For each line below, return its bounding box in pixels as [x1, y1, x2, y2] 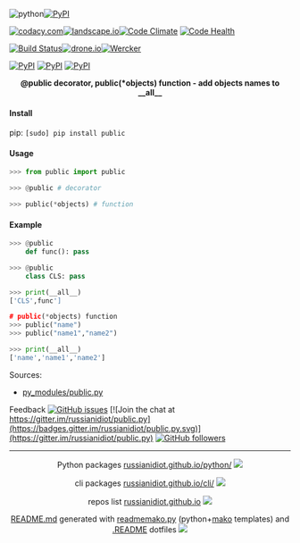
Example [9, 219, 43, 230]
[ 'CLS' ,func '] [9, 296, 62, 305]
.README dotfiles [112, 523, 177, 535]
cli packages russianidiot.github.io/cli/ [74, 478, 214, 489]
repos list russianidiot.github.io [87, 496, 201, 506]
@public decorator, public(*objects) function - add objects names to [20, 78, 280, 88]
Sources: [9, 369, 43, 380]
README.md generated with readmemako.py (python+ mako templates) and [10, 514, 290, 524]
